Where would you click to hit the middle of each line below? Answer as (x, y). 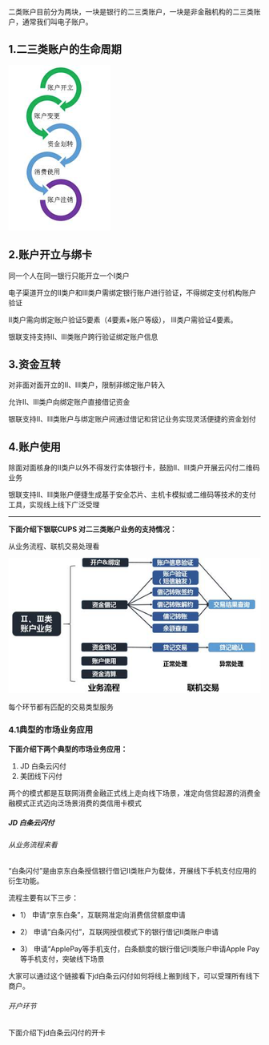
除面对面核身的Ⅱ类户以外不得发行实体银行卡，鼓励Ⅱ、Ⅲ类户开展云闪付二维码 (134, 468)
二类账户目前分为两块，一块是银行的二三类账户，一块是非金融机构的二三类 (131, 12)
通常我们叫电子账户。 (57, 22)
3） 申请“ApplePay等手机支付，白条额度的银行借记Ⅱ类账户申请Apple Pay (140, 949)
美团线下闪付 (41, 776)
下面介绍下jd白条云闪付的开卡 (57, 1032)
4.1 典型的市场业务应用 (51, 730)
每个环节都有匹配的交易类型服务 (61, 707)
